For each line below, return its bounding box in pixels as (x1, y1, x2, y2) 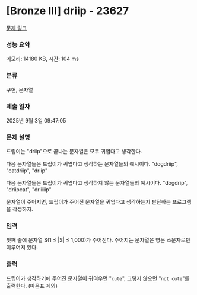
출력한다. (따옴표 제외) (6, 282, 58, 289)
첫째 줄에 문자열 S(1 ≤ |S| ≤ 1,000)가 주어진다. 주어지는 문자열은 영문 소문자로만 (6, 236, 191, 243)
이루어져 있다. (6, 244, 39, 251)
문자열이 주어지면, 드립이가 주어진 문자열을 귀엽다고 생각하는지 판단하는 (6, 198, 171, 206)
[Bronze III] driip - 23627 (6, 4, 129, 18)
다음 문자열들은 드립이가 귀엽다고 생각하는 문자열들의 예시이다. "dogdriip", (6, 161, 178, 168)
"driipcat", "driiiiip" (6, 186, 52, 193)
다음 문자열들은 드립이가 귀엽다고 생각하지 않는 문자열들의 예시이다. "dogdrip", (6, 179, 188, 187)
